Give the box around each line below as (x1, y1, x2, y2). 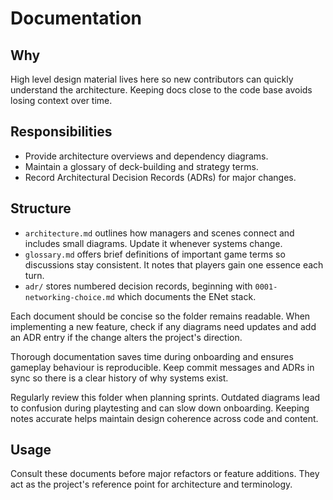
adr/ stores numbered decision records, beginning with (24, 280, 253, 292)
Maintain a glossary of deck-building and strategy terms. (24, 160, 259, 172)
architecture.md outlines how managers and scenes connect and (24, 227, 295, 239)
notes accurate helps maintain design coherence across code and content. (10, 412, 319, 424)
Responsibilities (10, 123, 113, 141)
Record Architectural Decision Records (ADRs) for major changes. (24, 171, 297, 183)
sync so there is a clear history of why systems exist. (10, 372, 229, 384)
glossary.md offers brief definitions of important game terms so (24, 248, 286, 260)
